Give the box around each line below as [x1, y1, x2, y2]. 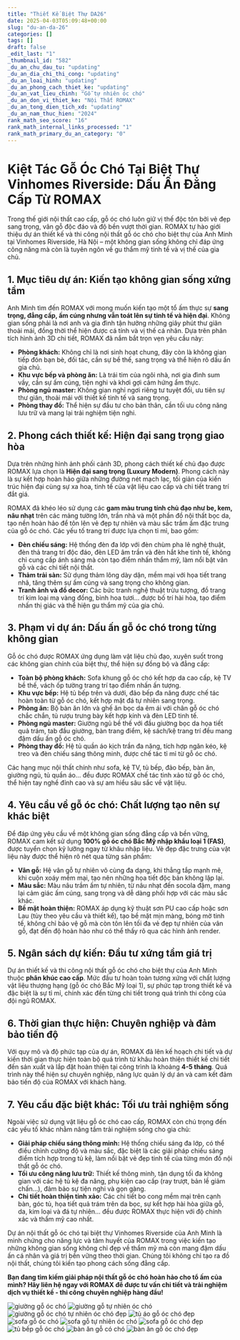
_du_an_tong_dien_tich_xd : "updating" [7, 104, 123, 111]
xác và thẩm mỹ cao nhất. [17, 1215, 94, 1223]
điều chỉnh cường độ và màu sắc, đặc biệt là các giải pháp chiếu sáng [17, 1146, 224, 1155]
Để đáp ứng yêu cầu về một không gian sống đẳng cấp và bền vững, [7, 829, 209, 838]
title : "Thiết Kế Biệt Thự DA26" [7, 10, 107, 18]
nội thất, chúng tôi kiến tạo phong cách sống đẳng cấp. [7, 1259, 170, 1267]
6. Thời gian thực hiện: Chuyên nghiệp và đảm [7, 1017, 216, 1029]
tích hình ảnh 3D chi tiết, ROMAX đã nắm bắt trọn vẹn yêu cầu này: [7, 334, 204, 343]
